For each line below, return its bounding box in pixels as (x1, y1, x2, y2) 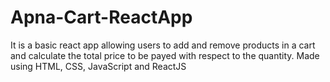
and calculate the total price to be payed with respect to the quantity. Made (10, 49, 320, 61)
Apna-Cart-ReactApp (10, 6, 193, 29)
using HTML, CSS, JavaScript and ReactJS (10, 60, 187, 72)
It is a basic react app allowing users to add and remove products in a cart (10, 39, 316, 51)
